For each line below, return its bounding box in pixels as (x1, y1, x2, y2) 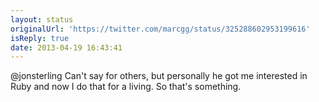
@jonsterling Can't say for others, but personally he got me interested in (10, 70, 308, 82)
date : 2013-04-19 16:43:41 (10, 42, 123, 53)
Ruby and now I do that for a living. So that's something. (10, 81, 242, 93)
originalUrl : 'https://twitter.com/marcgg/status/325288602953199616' (10, 24, 311, 34)
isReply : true (10, 33, 70, 43)
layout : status (10, 14, 74, 25)
